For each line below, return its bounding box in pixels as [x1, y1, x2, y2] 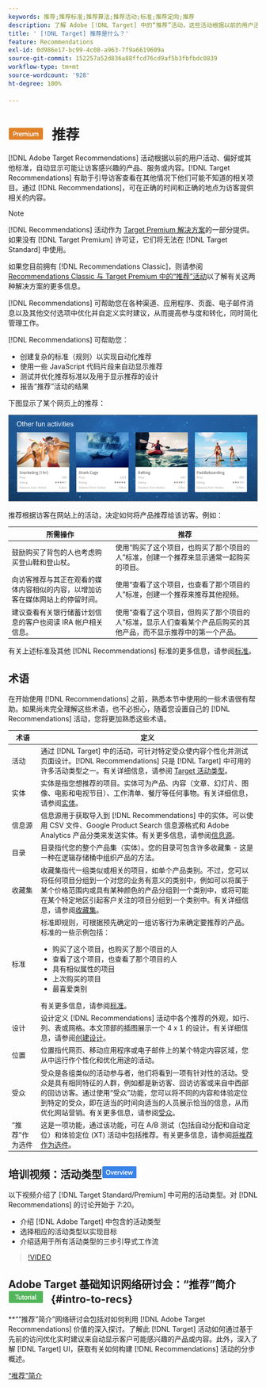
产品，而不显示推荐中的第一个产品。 [122, 627, 241, 637]
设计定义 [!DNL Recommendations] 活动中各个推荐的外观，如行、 [40, 1013, 254, 1023]
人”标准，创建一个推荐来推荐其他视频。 [115, 590, 244, 599]
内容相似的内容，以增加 [18, 585, 95, 595]
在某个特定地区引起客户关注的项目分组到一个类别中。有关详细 [40, 895, 242, 904]
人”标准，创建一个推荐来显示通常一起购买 [115, 553, 251, 562]
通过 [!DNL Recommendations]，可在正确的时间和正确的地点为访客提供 [21, 183, 254, 193]
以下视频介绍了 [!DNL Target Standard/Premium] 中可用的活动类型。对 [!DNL [8, 1190, 258, 1200]
